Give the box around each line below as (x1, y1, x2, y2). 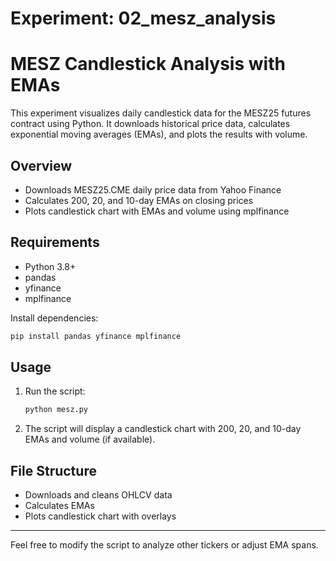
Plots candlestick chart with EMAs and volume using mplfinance (24, 205, 290, 217)
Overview (10, 157, 73, 174)
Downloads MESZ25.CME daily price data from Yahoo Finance (24, 183, 282, 196)
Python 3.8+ (24, 260, 77, 272)
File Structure (10, 462, 97, 479)
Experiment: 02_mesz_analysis (10, 7, 277, 30)
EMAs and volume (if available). (24, 433, 156, 446)
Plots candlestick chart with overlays (24, 510, 177, 522)
